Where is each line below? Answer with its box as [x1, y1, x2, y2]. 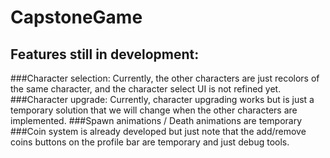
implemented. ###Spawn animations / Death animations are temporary [10, 115, 303, 126]
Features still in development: [10, 46, 200, 63]
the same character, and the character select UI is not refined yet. [10, 83, 282, 95]
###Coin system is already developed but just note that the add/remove [10, 126, 307, 137]
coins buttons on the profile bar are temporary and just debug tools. [10, 136, 290, 148]
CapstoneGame [10, 6, 143, 29]
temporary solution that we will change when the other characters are [10, 104, 298, 116]
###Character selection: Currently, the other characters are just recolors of [10, 72, 320, 84]
